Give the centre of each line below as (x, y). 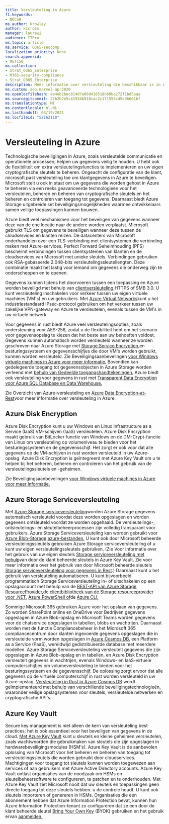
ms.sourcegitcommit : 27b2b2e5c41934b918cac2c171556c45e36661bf (73, 99)
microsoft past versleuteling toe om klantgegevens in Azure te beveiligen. (81, 177)
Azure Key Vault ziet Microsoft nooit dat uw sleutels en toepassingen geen (82, 784)
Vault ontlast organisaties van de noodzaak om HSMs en (64, 774)
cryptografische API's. (28, 698)
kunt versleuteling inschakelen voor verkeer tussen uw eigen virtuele (76, 293)
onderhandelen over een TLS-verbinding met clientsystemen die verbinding (84, 241)
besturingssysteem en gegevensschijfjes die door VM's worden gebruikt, (81, 351)
